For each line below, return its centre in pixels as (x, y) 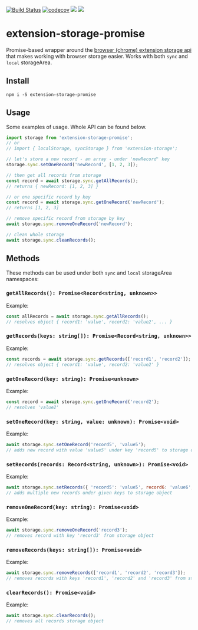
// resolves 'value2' (33, 407)
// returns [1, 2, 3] (33, 208)
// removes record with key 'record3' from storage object (80, 535)
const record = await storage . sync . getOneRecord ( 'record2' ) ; (83, 402)
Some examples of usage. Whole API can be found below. (76, 127)
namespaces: (23, 279)
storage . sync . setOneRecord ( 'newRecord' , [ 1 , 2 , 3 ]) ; (72, 165)
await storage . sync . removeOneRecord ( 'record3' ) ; (67, 530)
